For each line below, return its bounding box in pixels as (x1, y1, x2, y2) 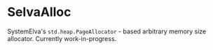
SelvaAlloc (7, 4, 71, 20)
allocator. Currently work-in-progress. (7, 34, 117, 42)
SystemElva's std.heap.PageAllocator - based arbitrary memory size (7, 27, 207, 35)
